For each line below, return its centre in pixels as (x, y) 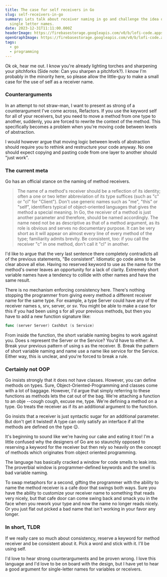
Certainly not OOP (28, 369)
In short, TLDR (23, 527)
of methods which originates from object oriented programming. (71, 453)
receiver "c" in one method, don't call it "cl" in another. (73, 244)
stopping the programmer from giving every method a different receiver (79, 295)
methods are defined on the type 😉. (42, 427)
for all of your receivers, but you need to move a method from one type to (81, 116)
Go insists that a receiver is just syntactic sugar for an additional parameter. (83, 416)
